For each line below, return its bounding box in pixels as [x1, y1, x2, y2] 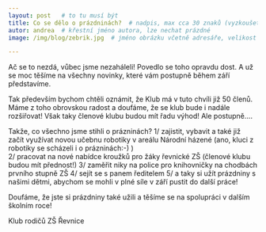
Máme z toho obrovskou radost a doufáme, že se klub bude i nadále [8, 103, 230, 112]
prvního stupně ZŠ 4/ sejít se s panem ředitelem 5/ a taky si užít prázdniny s [8, 169, 256, 178]
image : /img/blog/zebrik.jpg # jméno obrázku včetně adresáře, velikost [8, 33, 257, 42]
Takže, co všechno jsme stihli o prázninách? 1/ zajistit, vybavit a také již [8, 127, 241, 136]
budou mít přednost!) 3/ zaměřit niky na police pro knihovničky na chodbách [8, 160, 258, 170]
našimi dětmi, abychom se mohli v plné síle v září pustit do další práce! [8, 177, 238, 187]
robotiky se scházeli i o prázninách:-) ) [8, 143, 135, 153]
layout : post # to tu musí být [8, 11, 119, 20]
